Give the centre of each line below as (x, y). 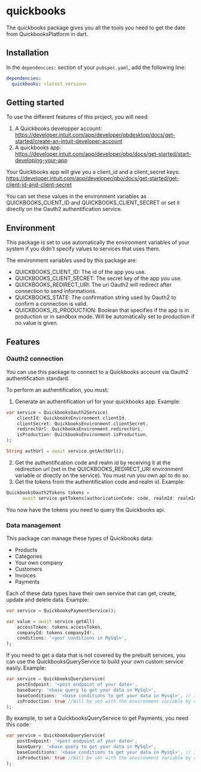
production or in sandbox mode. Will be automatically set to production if (105, 316)
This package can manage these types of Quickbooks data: (80, 538)
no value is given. (36, 323)
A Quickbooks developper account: (58, 129)
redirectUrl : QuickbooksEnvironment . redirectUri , (80, 429)
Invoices (25, 575)
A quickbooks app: (38, 147)
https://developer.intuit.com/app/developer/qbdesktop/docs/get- (95, 135)
